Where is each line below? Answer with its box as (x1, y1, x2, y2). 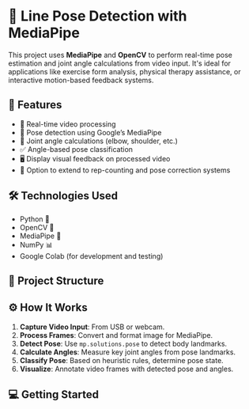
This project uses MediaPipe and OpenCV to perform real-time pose (8, 50, 233, 59)
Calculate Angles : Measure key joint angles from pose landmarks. (19, 347, 236, 357)
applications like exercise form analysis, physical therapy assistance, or (8, 66, 241, 76)
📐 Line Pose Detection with (8, 7, 187, 25)
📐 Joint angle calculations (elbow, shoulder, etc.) (19, 136, 178, 146)
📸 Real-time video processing (19, 119, 116, 129)
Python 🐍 (19, 214, 50, 224)
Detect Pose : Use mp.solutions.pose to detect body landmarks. (19, 339, 228, 348)
